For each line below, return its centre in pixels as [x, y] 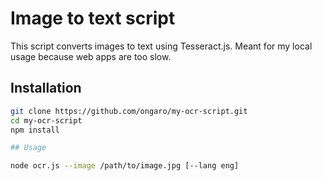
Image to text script [93, 18]
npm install [35, 130]
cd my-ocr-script [46, 120]
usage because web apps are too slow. [91, 56]
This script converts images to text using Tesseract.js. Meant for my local [161, 46]
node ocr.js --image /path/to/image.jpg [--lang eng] [125, 166]
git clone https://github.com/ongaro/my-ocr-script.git [129, 111]
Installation [46, 88]
